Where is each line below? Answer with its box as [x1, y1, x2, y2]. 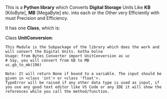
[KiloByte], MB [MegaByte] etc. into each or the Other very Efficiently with [5, 10, 159, 16]
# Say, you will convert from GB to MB [5, 58, 90, 63]
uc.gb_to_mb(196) [5, 62, 42, 68]
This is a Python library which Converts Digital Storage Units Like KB [5, 5, 151, 10]
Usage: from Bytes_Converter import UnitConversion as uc [5, 53, 130, 58]
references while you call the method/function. [5, 89, 110, 94]
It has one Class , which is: [5, 25, 60, 31]
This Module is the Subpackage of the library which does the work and [5, 45, 159, 50]
